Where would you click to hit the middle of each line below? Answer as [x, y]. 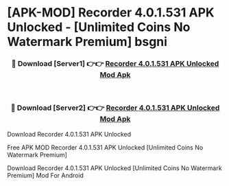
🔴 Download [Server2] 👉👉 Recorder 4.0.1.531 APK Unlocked [115, 108]
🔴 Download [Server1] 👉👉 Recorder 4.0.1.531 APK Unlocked [115, 64]
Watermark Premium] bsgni [87, 42]
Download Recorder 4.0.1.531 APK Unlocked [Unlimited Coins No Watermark [114, 168]
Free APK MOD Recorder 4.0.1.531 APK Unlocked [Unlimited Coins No [105, 147]
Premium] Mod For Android [46, 175]
